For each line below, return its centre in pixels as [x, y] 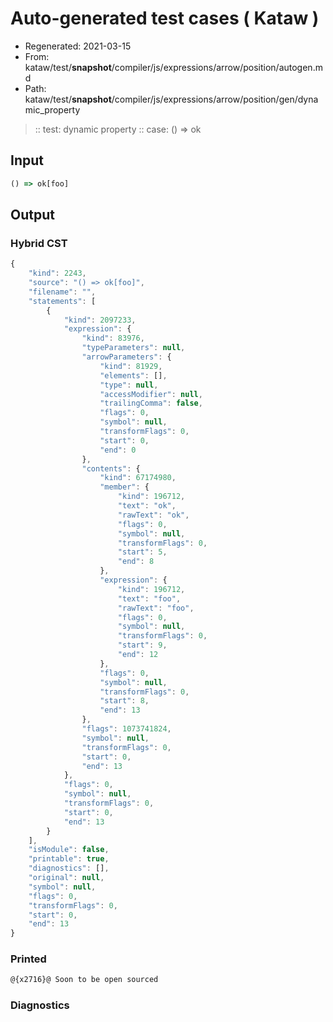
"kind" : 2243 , [57, 273]
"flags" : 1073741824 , [126, 729]
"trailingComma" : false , [151, 403]
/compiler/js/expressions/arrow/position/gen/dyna [215, 99]
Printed [28, 959]
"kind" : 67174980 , [138, 478]
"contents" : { [111, 468]
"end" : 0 [118, 450]
